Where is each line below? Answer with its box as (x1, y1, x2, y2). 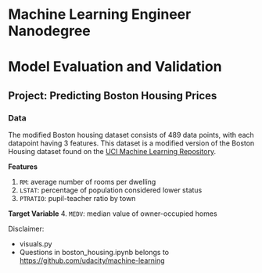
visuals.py (19, 239, 52, 249)
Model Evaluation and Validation (8, 58, 222, 76)
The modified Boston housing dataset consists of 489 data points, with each (8, 131, 254, 140)
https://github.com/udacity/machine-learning (19, 256, 166, 265)
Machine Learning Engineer (8, 5, 192, 23)
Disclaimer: (8, 225, 45, 234)
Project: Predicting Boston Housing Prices (8, 88, 217, 102)
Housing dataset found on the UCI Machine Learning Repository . (8, 147, 217, 156)
